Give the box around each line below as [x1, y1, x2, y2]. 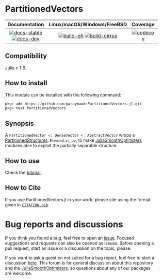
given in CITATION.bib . [5, 202, 49, 207]
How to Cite [5, 184, 41, 192]
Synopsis [5, 119, 34, 128]
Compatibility [5, 52, 47, 60]
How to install [5, 79, 48, 87]
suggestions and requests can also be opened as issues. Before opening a [5, 240, 154, 246]
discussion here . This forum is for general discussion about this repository [5, 260, 154, 266]
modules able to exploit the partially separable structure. [5, 143, 118, 149]
